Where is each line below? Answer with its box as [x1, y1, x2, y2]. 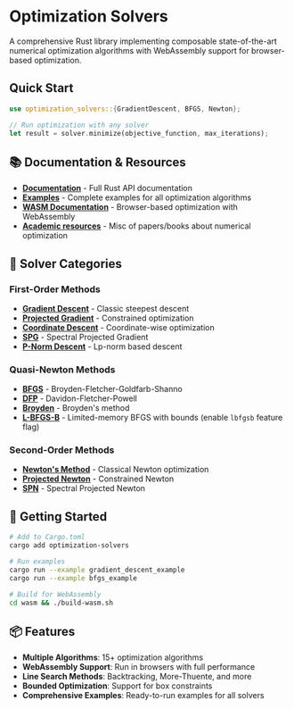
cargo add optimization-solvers [9, 541, 129, 550]
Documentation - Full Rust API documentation [21, 183, 193, 194]
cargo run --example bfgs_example [9, 573, 138, 582]
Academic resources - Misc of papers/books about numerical [21, 221, 251, 231]
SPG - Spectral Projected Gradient [21, 331, 149, 342]
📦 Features [9, 623, 76, 639]
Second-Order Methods [9, 444, 115, 456]
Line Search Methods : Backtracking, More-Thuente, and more [21, 671, 252, 682]
